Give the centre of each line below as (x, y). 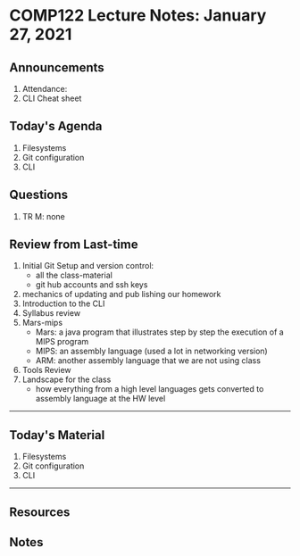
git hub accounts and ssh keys (92, 285)
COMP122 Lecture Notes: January (138, 16)
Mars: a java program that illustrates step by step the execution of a (159, 332)
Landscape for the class (67, 379)
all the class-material (74, 275)
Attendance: (45, 89)
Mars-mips (42, 323)
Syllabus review (51, 313)
